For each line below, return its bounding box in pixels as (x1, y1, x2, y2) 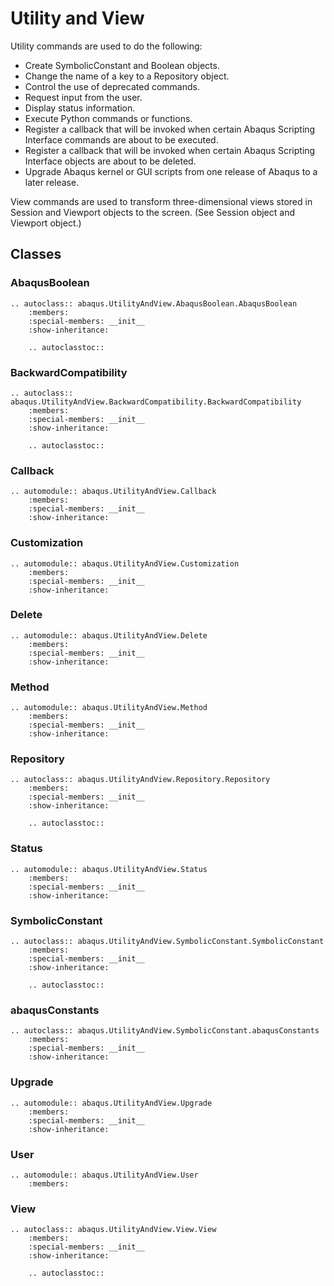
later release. (24, 176, 80, 188)
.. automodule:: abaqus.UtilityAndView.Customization (10, 558, 240, 569)
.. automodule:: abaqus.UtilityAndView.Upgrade (10, 1098, 213, 1108)
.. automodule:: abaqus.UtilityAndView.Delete (10, 630, 208, 641)
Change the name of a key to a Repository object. (24, 70, 230, 82)
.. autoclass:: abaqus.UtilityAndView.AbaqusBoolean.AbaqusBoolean (10, 298, 298, 309)
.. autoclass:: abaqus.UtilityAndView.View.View (10, 1225, 217, 1235)
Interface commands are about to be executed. (24, 133, 219, 146)
